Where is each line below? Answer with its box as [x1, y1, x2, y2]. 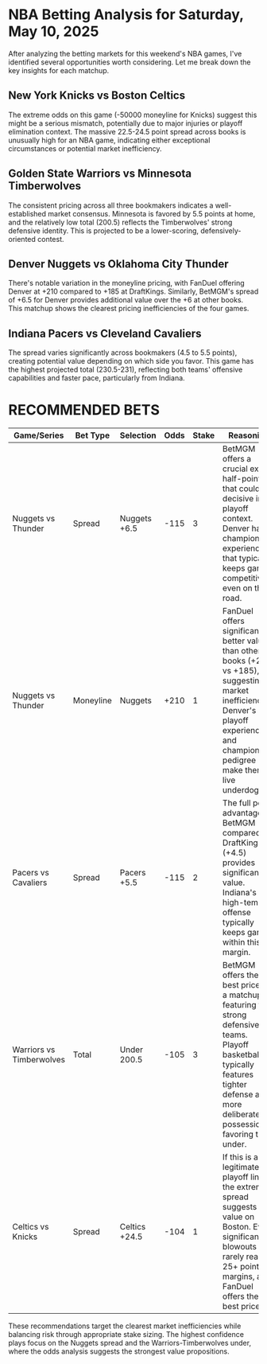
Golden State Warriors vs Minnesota [8, 167, 192, 181]
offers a [222, 454, 252, 465]
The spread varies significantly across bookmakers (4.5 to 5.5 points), [8, 348, 238, 357]
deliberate [222, 1109, 261, 1120]
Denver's [222, 705, 257, 716]
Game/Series [13, 430, 64, 441]
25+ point [222, 1261, 260, 1272]
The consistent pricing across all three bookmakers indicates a [8, 201, 214, 210]
